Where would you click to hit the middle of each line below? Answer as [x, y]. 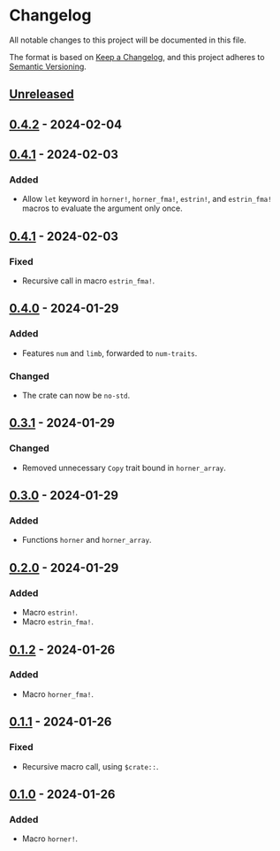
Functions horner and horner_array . [87, 540]
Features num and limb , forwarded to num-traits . [110, 353]
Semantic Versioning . [48, 66]
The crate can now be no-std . [76, 396]
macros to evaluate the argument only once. [102, 208]
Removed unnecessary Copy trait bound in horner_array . [124, 468]
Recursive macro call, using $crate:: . [90, 766]
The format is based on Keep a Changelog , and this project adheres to [137, 57]
